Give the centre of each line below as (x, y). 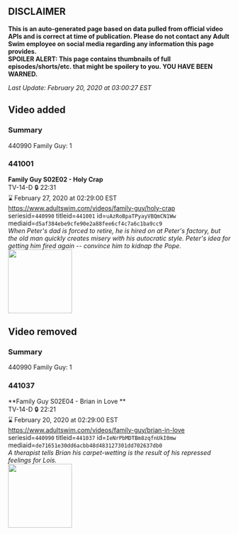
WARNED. (23, 74)
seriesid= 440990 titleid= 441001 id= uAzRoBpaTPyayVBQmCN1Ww (92, 215)
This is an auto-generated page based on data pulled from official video (116, 28)
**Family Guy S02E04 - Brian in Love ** (67, 401)
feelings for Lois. (33, 460)
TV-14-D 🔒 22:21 (32, 409)
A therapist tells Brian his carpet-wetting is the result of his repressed (109, 452)
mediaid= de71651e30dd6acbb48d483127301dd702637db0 (85, 445)
